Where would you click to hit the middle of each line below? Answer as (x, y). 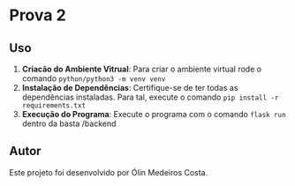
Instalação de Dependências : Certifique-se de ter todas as (130, 88)
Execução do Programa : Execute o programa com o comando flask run (154, 114)
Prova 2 (38, 15)
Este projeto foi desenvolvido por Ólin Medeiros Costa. (109, 172)
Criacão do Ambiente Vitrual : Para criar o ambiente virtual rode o (142, 69)
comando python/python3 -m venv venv (94, 78)
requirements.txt (54, 106)
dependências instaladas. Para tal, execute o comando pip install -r (150, 97)
